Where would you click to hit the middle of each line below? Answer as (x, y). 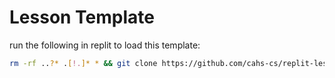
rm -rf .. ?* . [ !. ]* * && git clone (83, 63)
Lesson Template (82, 17)
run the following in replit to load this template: (105, 45)
